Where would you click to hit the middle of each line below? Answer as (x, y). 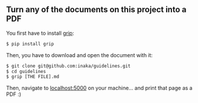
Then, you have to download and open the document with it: (79, 55)
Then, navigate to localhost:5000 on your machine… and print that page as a (99, 88)
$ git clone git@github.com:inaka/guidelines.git (69, 66)
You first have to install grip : (40, 33)
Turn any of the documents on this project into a (96, 10)
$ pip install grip (30, 44)
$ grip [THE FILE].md (33, 77)
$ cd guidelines (26, 71)
